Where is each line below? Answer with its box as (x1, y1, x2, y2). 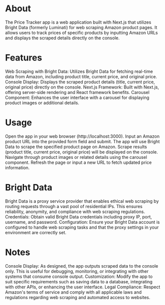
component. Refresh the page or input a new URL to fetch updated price (5, 159, 152, 165)
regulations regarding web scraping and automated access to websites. (5, 294, 150, 300)
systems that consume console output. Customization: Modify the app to (5, 274, 153, 279)
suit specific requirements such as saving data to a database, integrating (5, 278, 153, 284)
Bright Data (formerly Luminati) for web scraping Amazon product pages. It (5, 24, 158, 30)
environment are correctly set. (5, 229, 66, 235)
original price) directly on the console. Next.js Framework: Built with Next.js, (5, 84, 159, 90)
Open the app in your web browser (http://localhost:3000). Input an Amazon (5, 133, 160, 139)
